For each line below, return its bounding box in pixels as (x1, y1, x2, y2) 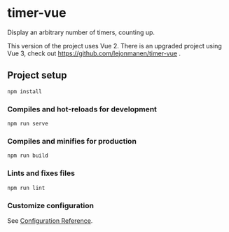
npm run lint (7, 184, 46, 191)
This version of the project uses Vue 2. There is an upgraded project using (7, 41, 222, 50)
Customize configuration (7, 200, 95, 210)
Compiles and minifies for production (7, 136, 137, 146)
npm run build (7, 152, 49, 159)
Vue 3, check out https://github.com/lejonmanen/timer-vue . (7, 49, 181, 57)
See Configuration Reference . (7, 216, 93, 225)
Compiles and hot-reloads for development (7, 104, 158, 114)
